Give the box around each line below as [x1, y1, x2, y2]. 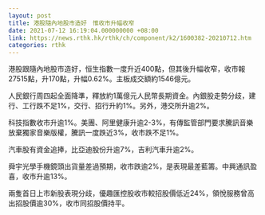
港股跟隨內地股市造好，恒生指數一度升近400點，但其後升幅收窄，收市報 [8, 64, 246, 74]
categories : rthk [8, 41, 66, 49]
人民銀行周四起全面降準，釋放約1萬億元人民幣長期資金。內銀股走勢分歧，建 [8, 91, 256, 100]
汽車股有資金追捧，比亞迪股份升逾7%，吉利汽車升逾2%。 [8, 145, 198, 154]
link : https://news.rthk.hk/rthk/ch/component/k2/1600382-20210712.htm [8, 33, 251, 42]
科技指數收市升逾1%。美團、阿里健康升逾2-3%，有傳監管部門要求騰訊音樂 [8, 118, 254, 127]
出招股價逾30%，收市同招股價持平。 [8, 198, 129, 208]
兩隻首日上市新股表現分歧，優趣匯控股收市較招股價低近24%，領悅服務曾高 [8, 189, 255, 198]
